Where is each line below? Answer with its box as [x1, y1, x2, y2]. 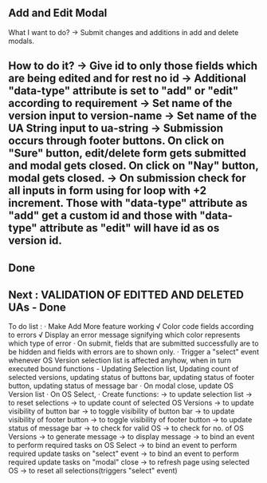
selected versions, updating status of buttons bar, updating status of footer [8, 373, 255, 382]
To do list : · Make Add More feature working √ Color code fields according [8, 322, 254, 331]
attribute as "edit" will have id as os [39, 221, 220, 235]
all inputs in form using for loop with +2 [8, 184, 207, 198]
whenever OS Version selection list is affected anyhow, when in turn [8, 355, 232, 366]
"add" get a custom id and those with [8, 209, 198, 223]
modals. [8, 36, 34, 46]
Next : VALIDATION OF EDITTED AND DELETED [8, 287, 245, 302]
